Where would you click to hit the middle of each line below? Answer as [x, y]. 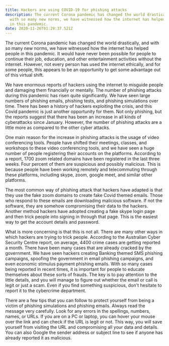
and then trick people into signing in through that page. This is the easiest [81, 217]
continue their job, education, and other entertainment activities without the [83, 59]
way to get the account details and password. [52, 222]
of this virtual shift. [25, 75]
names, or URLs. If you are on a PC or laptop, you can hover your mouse [80, 317]
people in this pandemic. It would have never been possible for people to [81, 54]
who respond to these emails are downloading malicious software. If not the [84, 201]
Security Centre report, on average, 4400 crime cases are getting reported [83, 243]
